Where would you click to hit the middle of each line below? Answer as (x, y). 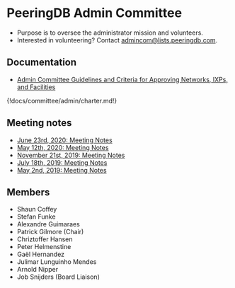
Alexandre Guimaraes (48, 224)
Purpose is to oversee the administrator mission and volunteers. (110, 33)
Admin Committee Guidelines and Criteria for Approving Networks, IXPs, (122, 79)
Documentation (42, 63)
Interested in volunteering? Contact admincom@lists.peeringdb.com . (117, 40)
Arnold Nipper (38, 270)
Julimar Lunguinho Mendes (57, 262)
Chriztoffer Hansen (45, 239)
